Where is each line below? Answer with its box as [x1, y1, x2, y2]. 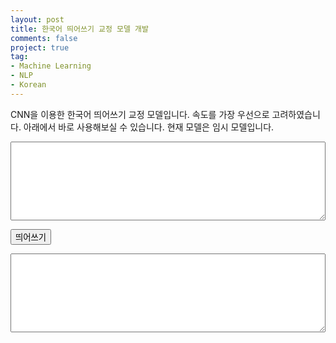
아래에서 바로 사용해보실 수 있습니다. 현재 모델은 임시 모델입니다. [23, 121, 275, 133]
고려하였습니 [271, 108, 321, 120]
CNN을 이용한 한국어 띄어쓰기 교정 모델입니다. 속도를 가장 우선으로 [10, 108, 270, 120]
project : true [10, 42, 70, 53]
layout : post [10, 14, 65, 25]
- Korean [10, 80, 47, 90]
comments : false [10, 33, 78, 43]
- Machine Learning [10, 61, 92, 71]
